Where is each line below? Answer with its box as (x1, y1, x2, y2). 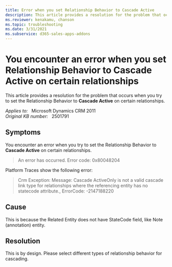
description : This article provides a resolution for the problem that (5, 12, 161, 17)
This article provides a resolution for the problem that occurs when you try (5, 92, 162, 98)
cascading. (5, 256, 29, 262)
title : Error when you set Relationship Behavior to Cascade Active (5, 7, 155, 13)
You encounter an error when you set (5, 53, 166, 65)
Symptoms (5, 128, 41, 137)
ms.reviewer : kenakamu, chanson (5, 17, 74, 22)
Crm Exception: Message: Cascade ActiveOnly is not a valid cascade (17, 177, 164, 183)
